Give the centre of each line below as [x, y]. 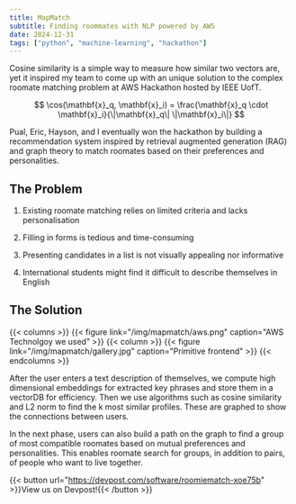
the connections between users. [69, 416]
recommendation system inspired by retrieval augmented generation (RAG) [148, 141]
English [36, 282]
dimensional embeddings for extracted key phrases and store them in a [141, 387]
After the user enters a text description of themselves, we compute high [143, 378]
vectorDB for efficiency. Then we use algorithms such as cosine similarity [145, 397]
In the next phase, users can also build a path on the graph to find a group [147, 434]
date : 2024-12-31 [42, 34]
